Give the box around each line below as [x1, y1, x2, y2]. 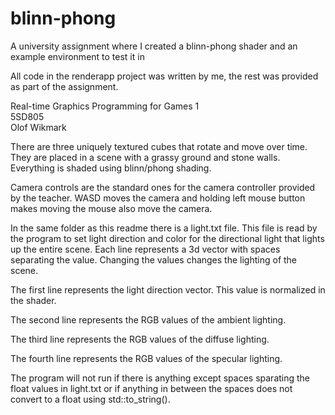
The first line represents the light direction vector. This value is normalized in [10, 283, 326, 296]
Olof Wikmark [10, 121, 67, 133]
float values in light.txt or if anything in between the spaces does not [10, 382, 293, 394]
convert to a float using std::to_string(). [10, 393, 171, 405]
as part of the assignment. [10, 80, 119, 92]
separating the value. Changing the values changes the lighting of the [10, 253, 298, 266]
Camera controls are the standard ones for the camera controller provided [10, 181, 316, 193]
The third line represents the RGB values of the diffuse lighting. [10, 333, 270, 345]
